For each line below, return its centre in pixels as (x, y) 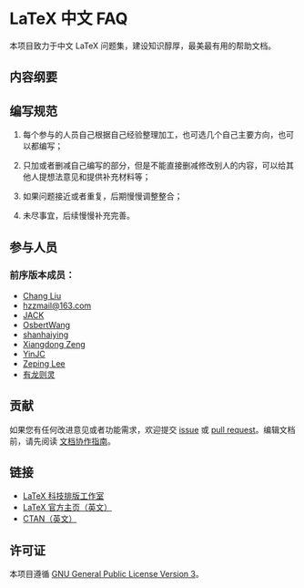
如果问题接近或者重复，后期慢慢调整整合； (102, 196)
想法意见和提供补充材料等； (99, 177)
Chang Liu (42, 295)
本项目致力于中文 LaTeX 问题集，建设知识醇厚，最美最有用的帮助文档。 (142, 46)
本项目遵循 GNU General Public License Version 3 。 (106, 574)
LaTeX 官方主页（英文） (67, 508)
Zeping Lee (44, 363)
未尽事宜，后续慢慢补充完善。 (78, 216)
